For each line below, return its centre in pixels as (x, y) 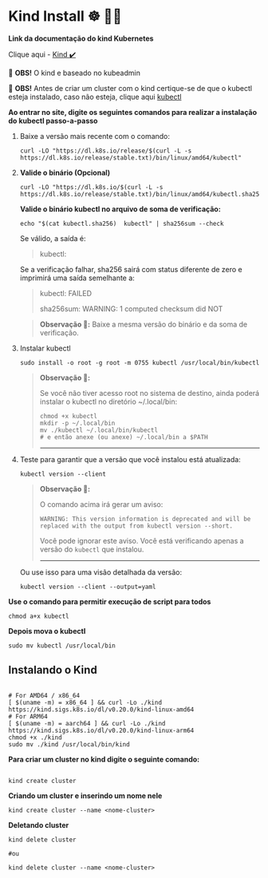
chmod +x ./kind (35, 738)
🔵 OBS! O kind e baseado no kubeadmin (75, 73)
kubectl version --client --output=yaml (88, 587)
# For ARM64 (28, 716)
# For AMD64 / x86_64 (44, 695)
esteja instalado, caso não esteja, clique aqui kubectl (95, 97)
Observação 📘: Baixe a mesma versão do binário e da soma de (144, 324)
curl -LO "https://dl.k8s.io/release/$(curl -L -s (106, 151)
